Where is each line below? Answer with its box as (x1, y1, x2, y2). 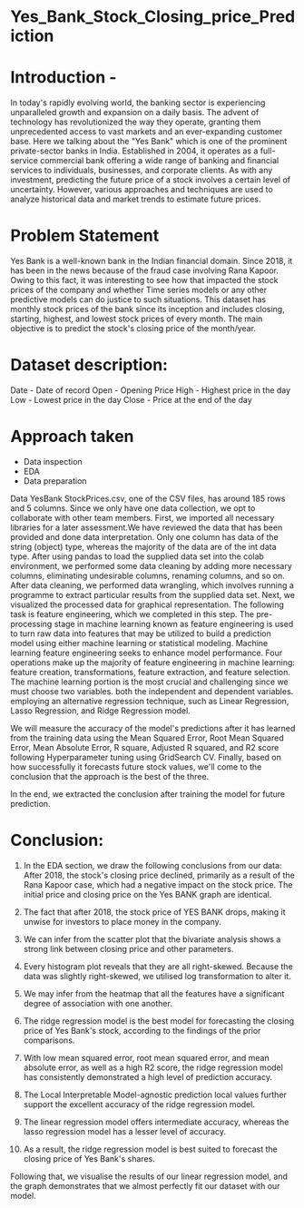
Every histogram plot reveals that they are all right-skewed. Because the (23, 960, 293, 972)
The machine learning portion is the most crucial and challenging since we (10, 676, 289, 687)
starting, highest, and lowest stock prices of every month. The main (10, 313, 263, 324)
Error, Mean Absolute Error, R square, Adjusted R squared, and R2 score (10, 741, 279, 752)
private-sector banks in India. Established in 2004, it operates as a (10, 145, 259, 156)
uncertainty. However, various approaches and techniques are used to (10, 184, 273, 195)
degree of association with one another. (23, 997, 173, 1008)
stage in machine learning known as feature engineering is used (54, 618, 294, 629)
